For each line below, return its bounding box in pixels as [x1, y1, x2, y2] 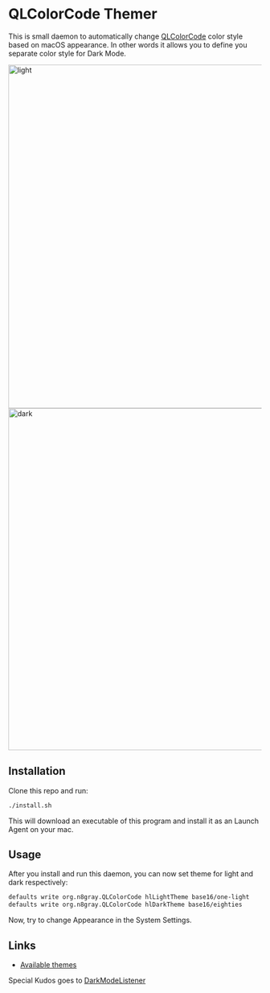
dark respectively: [8, 878, 68, 888]
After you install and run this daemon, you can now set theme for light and [8, 869, 254, 879]
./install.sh [8, 801, 52, 810]
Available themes [19, 960, 77, 970]
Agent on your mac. [8, 824, 74, 834]
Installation [8, 764, 66, 778]
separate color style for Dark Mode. [8, 48, 127, 58]
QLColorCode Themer [8, 5, 158, 23]
